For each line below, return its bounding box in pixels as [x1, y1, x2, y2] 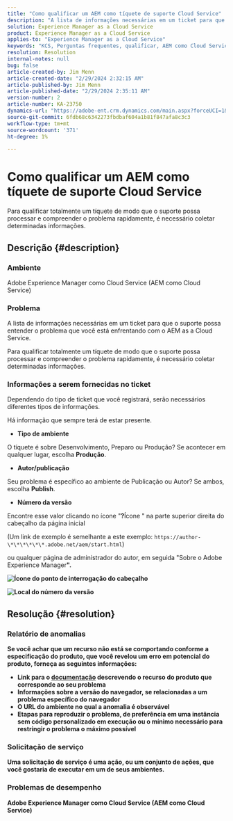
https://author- [154, 534, 201, 541]
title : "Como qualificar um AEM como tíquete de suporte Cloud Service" [7, 10, 222, 17]
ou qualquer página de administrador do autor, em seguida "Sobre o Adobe [7, 554, 223, 562]
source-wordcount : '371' [7, 127, 79, 134]
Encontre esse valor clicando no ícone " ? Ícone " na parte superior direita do [7, 512, 225, 520]
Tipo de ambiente [17, 429, 69, 438]
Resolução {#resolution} [7, 608, 116, 620]
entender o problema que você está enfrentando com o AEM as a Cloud [7, 326, 213, 335]
